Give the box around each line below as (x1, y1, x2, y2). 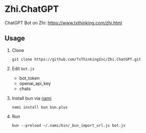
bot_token (19, 75, 40, 81)
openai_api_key (19, 80, 51, 86)
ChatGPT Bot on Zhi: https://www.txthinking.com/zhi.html (4, 20, 122, 26)
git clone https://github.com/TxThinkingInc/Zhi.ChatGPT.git (11, 57, 142, 62)
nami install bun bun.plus (11, 105, 68, 110)
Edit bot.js (11, 65, 35, 71)
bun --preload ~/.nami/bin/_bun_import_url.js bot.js (11, 123, 126, 128)
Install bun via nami (11, 95, 52, 101)
